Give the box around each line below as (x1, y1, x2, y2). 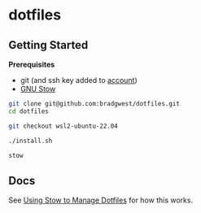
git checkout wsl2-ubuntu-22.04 (8, 122, 118, 130)
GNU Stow (20, 84, 56, 93)
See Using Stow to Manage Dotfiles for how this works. (8, 195, 194, 205)
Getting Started (8, 38, 89, 52)
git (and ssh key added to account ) (20, 76, 138, 85)
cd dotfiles (8, 107, 49, 115)
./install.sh (8, 137, 53, 145)
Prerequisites (8, 59, 55, 69)
